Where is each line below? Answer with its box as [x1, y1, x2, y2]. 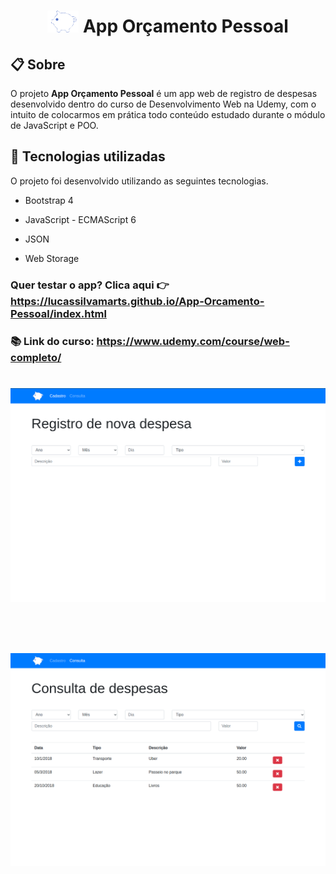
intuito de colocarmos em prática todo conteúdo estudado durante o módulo [10, 109, 326, 120]
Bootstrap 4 [24, 194, 74, 206]
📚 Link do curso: [10, 334, 95, 348]
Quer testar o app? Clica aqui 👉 [10, 278, 170, 292]
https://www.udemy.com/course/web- [96, 334, 290, 348]
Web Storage [24, 252, 80, 264]
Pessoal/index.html [10, 306, 107, 320]
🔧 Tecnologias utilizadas [10, 148, 166, 165]
